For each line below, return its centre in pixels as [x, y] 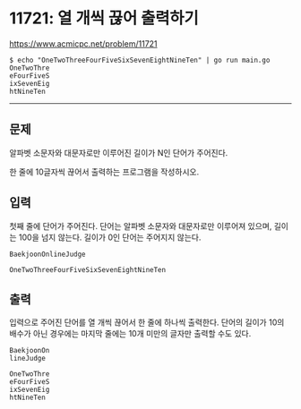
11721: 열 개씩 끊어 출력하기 [104, 18]
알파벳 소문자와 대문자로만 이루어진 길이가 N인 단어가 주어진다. [119, 152]
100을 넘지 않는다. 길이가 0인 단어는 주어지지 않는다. [110, 237]
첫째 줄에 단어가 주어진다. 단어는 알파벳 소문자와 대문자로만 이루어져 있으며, [141, 226]
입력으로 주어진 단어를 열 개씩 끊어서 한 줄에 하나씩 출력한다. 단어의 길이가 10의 [147, 322]
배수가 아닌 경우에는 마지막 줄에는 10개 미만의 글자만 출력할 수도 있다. [130, 334]
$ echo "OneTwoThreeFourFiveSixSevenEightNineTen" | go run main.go [140, 60]
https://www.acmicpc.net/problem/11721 [84, 43]
